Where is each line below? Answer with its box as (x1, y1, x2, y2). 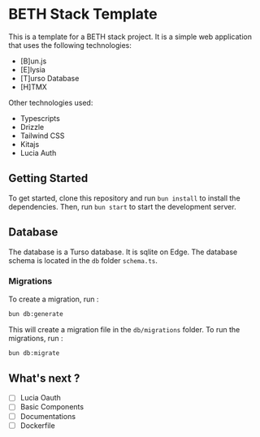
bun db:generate (8, 309, 63, 318)
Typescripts (19, 113, 61, 123)
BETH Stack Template (8, 5, 158, 24)
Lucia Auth (19, 148, 57, 158)
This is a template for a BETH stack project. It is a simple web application (8, 32, 252, 41)
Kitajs (19, 139, 40, 149)
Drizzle (19, 122, 45, 132)
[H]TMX (19, 82, 47, 92)
